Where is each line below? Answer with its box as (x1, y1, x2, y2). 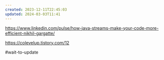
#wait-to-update (5, 49, 38, 55)
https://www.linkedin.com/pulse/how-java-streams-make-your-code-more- (5, 25, 159, 31)
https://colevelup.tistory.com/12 (5, 40, 70, 45)
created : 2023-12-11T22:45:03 (5, 7, 67, 12)
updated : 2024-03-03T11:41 (5, 12, 61, 17)
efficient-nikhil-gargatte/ (5, 30, 55, 36)
